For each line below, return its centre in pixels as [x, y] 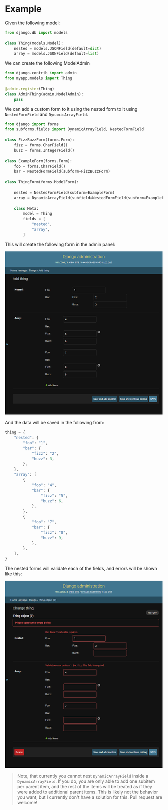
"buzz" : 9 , [52, 538]
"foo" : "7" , [44, 522]
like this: [14, 574]
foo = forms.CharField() [40, 166]
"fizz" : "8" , [54, 533]
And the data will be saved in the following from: [55, 423]
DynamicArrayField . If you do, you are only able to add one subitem [86, 781]
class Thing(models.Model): [34, 43]
